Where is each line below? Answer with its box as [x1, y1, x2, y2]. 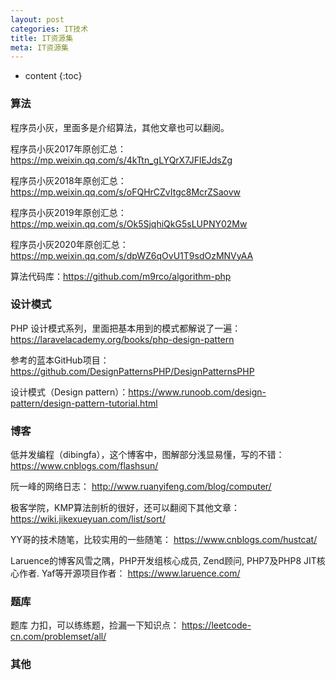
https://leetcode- [181, 619, 252, 631]
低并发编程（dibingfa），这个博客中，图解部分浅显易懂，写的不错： [10, 449, 285, 461]
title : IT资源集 [10, 33, 74, 43]
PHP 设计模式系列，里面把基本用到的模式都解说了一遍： [10, 322, 242, 334]
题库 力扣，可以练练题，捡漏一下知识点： [10, 619, 180, 631]
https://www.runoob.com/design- [128, 386, 267, 398]
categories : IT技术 [10, 24, 89, 34]
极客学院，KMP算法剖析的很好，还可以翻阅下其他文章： [10, 502, 240, 514]
